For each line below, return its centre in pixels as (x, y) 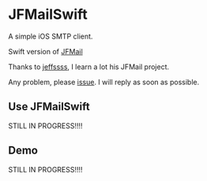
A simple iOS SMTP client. (51, 36)
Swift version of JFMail (45, 51)
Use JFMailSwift (49, 107)
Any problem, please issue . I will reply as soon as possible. (104, 82)
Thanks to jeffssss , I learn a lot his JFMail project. (89, 66)
